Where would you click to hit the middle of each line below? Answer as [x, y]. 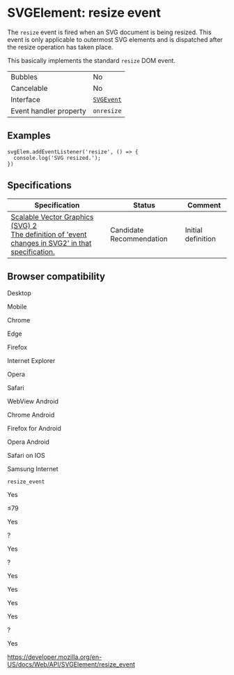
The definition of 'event [49, 234]
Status [144, 205]
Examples [29, 136]
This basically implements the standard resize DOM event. [92, 60]
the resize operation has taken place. [60, 47]
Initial [194, 230]
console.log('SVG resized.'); [57, 158]
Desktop [19, 293]
